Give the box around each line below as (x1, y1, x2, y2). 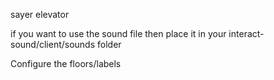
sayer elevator (10, 9, 70, 20)
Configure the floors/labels (10, 58, 122, 69)
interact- (228, 28, 265, 39)
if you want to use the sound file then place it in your (10, 28, 227, 39)
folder (97, 39, 122, 50)
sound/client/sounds (10, 39, 96, 50)
